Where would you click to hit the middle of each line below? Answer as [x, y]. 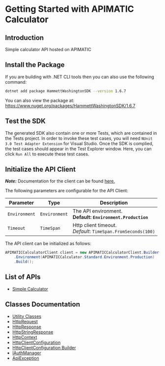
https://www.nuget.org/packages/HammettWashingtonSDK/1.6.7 [70, 106]
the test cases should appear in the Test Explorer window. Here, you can [78, 149]
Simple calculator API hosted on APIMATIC [48, 49]
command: [16, 82]
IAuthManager [27, 353]
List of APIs [23, 277]
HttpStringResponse [33, 332]
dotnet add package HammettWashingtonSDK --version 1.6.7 [66, 91]
